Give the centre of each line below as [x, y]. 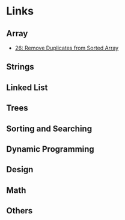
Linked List [27, 87]
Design [20, 170]
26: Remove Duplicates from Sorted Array [67, 48]
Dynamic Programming [50, 149]
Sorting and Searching [49, 128]
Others [20, 211]
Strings [20, 67]
